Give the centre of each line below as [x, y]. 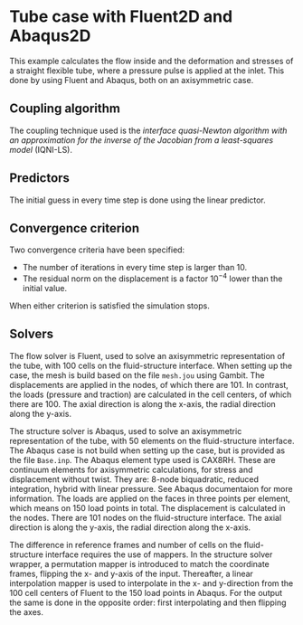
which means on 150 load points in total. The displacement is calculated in [148, 507]
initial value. [45, 289]
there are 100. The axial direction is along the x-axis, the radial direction [142, 403]
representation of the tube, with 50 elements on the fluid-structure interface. [152, 440]
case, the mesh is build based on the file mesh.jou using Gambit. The [137, 375]
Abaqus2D [50, 36]
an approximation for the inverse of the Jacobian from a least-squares [142, 140]
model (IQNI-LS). [41, 149]
